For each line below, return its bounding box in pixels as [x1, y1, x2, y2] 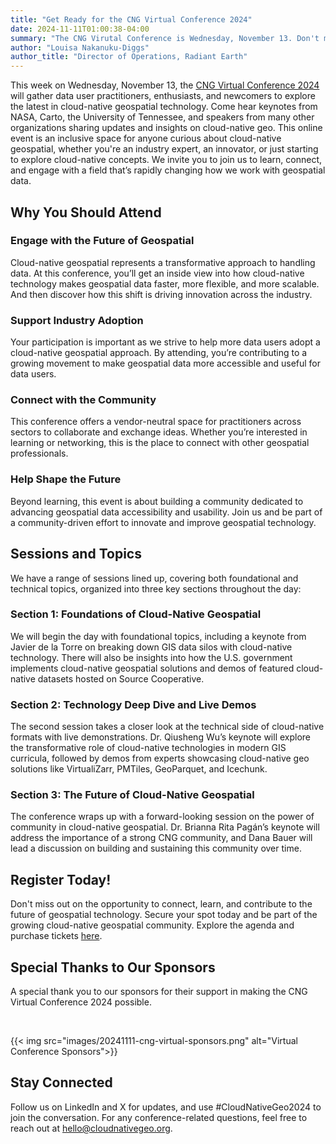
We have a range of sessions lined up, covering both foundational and [10, 572, 299, 584]
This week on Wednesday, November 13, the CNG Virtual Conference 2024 [10, 79, 320, 91]
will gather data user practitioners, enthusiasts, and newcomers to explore [10, 90, 316, 102]
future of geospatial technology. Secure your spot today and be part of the [10, 909, 318, 921]
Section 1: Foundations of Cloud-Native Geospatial [10, 607, 262, 621]
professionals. [10, 447, 69, 460]
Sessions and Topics [10, 546, 142, 563]
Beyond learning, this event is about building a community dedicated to [10, 495, 304, 507]
